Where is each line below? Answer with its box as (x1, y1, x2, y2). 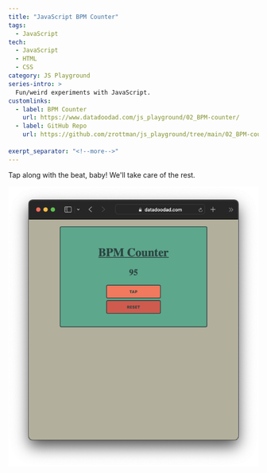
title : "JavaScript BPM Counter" (8, 13, 119, 21)
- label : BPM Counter (15, 105, 87, 113)
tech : (8, 38, 26, 46)
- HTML (15, 55, 37, 63)
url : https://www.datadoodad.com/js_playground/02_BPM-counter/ (22, 114, 240, 122)
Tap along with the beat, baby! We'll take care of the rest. (8, 170, 196, 179)
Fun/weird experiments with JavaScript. (15, 88, 151, 96)
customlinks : (8, 96, 52, 105)
